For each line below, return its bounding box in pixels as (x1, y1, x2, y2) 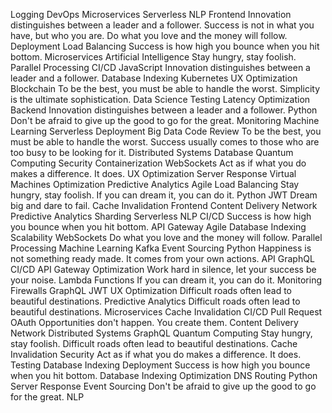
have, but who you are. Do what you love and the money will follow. (10, 30, 288, 41)
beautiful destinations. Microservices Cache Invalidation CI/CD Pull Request (10, 306, 323, 318)
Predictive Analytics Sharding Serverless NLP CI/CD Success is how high (10, 210, 312, 222)
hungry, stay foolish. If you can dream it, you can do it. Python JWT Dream (10, 189, 318, 201)
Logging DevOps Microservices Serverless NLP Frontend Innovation (10, 9, 292, 20)
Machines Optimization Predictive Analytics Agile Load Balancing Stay (10, 179, 300, 190)
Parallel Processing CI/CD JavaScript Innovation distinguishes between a (10, 62, 311, 73)
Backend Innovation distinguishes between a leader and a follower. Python (10, 104, 318, 116)
